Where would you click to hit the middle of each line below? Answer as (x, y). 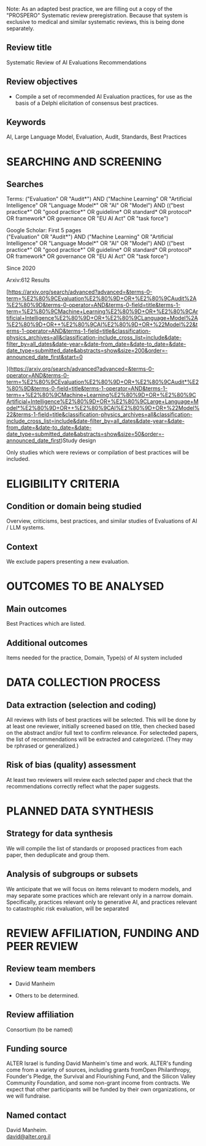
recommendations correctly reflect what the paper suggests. (83, 786)
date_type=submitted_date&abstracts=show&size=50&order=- (85, 434)
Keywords (26, 122)
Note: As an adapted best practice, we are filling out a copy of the (90, 9)
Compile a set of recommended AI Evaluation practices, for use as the (104, 96)
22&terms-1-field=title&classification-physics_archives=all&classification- (100, 415)
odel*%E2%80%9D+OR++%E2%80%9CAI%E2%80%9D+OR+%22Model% (103, 408)
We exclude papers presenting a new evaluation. (68, 562)
